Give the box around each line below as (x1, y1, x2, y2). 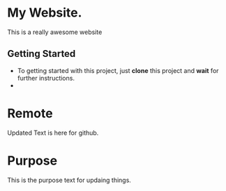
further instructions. (17, 74, 75, 82)
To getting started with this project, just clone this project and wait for (17, 66, 219, 74)
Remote (7, 106, 54, 121)
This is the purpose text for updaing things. (7, 176, 131, 184)
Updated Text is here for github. (7, 128, 99, 137)
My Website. (7, 5, 82, 21)
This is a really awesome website (7, 28, 103, 36)
